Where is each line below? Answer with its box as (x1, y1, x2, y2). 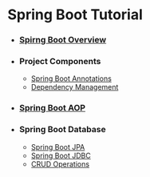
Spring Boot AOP (18, 103, 85, 114)
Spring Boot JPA (30, 142, 85, 151)
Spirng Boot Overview (18, 34, 107, 46)
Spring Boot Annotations (30, 74, 112, 83)
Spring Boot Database (18, 124, 106, 135)
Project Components (18, 56, 101, 67)
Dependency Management (30, 82, 119, 92)
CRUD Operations (30, 159, 89, 169)
